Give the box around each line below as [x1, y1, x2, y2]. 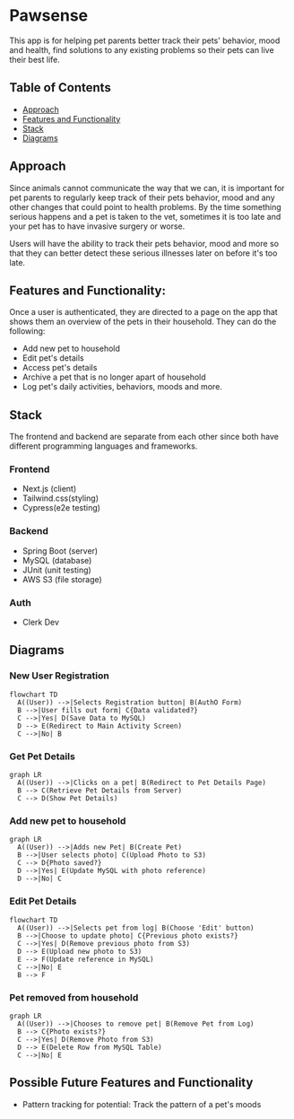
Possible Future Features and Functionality [9, 1075, 254, 1090]
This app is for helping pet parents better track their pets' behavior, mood [9, 35, 281, 46]
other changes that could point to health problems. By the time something [9, 201, 281, 212]
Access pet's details [22, 363, 98, 373]
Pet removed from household [9, 991, 139, 1003]
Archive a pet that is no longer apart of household [22, 372, 206, 382]
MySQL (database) [22, 555, 92, 565]
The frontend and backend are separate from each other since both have [9, 432, 280, 442]
